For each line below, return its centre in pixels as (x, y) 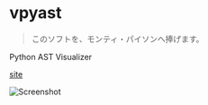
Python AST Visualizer (51, 57)
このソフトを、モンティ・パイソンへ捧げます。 (118, 39)
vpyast (36, 13)
